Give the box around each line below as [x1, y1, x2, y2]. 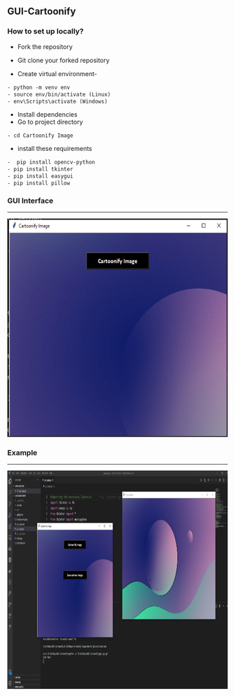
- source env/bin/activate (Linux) [7, 91, 111, 98]
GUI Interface [7, 196, 54, 205]
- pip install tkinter [7, 166, 73, 173]
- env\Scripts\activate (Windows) [7, 98, 108, 105]
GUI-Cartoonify [7, 6, 76, 17]
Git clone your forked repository [17, 56, 110, 64]
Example [7, 447, 38, 457]
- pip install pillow [7, 180, 71, 187]
